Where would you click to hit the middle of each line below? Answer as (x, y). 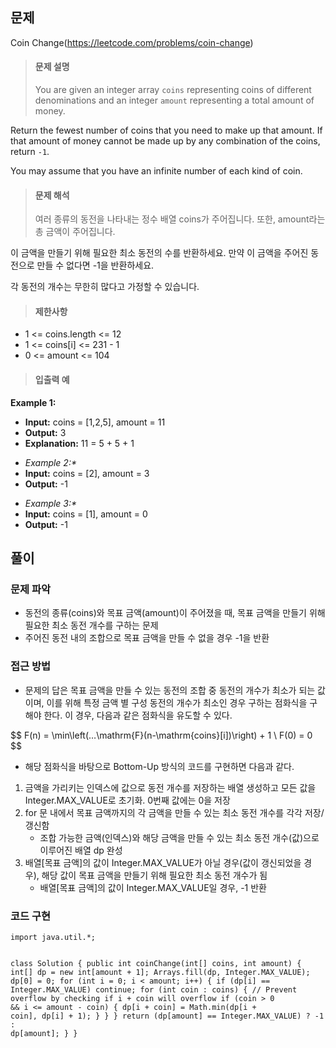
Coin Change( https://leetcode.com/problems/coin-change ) (132, 42)
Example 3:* (51, 503)
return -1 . (30, 152)
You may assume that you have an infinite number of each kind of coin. (156, 171)
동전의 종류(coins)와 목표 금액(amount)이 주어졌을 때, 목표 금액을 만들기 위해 (175, 613)
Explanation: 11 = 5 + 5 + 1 (79, 443)
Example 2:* (50, 462)
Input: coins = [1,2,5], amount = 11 (95, 422)
